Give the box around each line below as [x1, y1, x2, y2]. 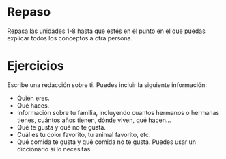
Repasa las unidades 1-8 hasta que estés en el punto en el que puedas [7, 27, 206, 35]
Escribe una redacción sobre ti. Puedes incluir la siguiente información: [7, 80, 207, 89]
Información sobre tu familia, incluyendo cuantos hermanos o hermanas [16, 108, 220, 117]
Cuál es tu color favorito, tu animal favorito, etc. [16, 130, 152, 138]
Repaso [7, 4, 51, 20]
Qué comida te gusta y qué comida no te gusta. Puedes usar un [16, 138, 197, 146]
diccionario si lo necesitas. [16, 145, 92, 153]
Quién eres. [16, 94, 50, 102]
